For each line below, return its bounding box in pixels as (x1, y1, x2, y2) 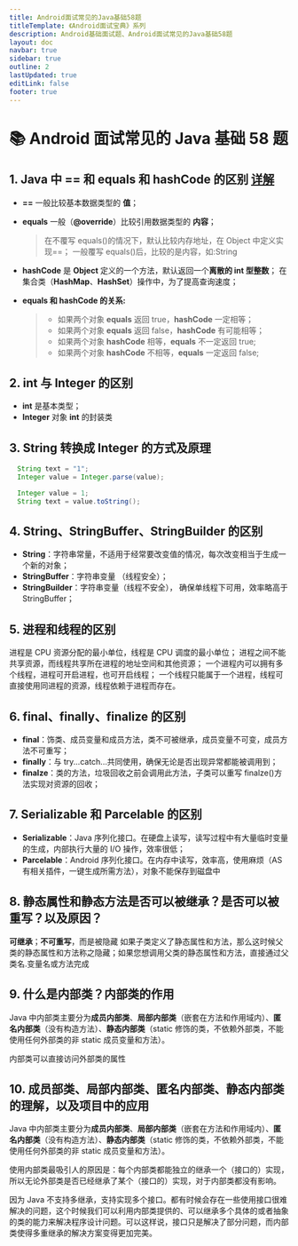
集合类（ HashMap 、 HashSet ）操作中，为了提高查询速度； (21, 276, 239, 287)
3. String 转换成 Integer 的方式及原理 (9, 440, 211, 456)
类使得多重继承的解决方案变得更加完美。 (9, 1227, 157, 1239)
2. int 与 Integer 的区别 (9, 375, 134, 391)
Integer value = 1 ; (17, 488, 90, 497)
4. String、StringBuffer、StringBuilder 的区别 (9, 524, 263, 539)
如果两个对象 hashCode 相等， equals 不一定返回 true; (57, 336, 256, 346)
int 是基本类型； (21, 401, 82, 411)
